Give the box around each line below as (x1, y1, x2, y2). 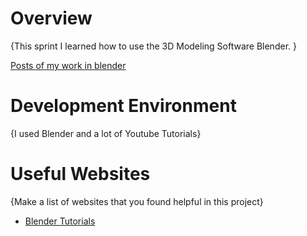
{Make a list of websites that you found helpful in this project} (10, 195, 264, 207)
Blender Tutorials (24, 215, 96, 227)
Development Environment (10, 95, 237, 117)
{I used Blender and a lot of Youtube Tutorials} (10, 127, 202, 139)
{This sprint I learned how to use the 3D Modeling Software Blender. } (10, 40, 297, 52)
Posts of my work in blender (10, 59, 127, 71)
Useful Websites (10, 163, 151, 186)
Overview (10, 7, 93, 30)
